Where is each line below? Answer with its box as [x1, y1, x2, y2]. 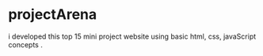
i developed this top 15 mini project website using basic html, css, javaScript [8, 32, 257, 41]
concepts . [8, 39, 44, 49]
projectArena [8, 6, 97, 24]
